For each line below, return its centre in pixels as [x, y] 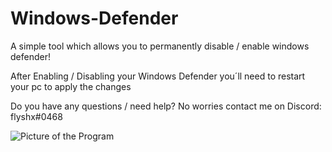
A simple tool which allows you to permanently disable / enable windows [160, 46]
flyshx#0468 [36, 116]
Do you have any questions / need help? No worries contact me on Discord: [166, 106]
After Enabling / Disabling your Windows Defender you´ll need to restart [158, 76]
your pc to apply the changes [71, 86]
